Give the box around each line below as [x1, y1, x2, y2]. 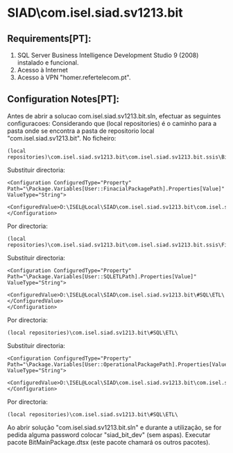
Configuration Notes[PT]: [7, 93, 120, 105]
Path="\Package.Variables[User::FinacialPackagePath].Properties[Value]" [7, 185, 225, 192]
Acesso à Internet [17, 66, 68, 74]
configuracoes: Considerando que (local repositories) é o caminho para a [7, 119, 217, 127]
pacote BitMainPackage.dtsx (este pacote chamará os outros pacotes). [7, 438, 210, 446]
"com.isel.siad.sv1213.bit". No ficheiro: [7, 134, 116, 142]
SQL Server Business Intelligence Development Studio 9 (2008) [17, 51, 199, 59]
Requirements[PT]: [7, 33, 92, 45]
